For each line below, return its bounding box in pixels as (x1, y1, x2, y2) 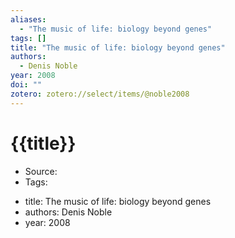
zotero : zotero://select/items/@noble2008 (10, 89, 190, 99)
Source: (24, 165, 58, 177)
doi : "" (10, 80, 43, 90)
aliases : (10, 14, 47, 25)
